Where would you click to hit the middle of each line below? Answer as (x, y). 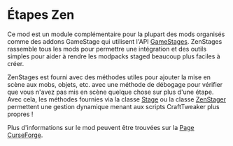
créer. (16, 63)
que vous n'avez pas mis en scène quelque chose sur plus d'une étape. (111, 92)
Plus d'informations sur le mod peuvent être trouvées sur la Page (101, 127)
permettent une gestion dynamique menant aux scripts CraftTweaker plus (113, 106)
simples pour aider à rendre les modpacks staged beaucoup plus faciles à (114, 56)
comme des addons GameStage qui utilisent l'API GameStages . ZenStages (115, 41)
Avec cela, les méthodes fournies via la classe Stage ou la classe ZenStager (116, 99)
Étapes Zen (41, 15)
